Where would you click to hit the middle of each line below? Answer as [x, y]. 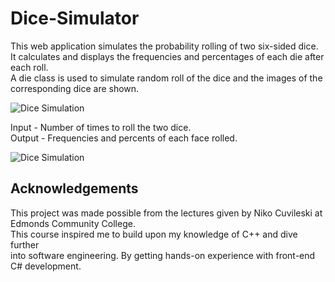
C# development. [46, 266]
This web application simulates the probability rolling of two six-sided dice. [164, 46]
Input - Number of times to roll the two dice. [101, 127]
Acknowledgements [74, 188]
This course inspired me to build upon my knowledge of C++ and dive [154, 234]
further [25, 244]
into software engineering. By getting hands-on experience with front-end [163, 255]
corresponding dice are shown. [75, 88]
